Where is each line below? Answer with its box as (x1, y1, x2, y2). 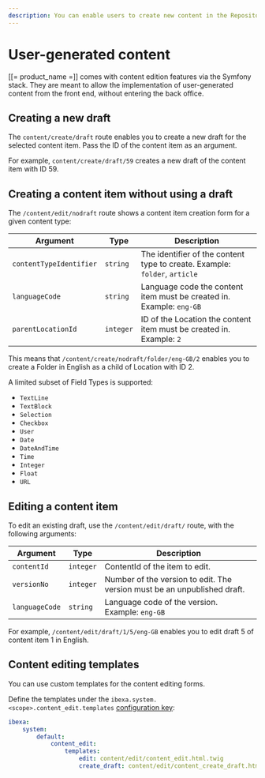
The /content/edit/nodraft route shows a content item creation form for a (8, 209, 250, 218)
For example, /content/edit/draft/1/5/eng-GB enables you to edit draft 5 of (8, 627, 254, 636)
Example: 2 (140, 333, 181, 344)
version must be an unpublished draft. (104, 584, 245, 595)
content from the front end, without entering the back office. (8, 88, 204, 98)
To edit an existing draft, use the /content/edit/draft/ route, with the (8, 521, 234, 530)
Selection (19, 412, 53, 419)
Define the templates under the (8, 694, 110, 704)
